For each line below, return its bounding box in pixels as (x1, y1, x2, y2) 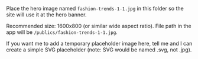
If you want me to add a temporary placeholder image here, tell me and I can (6, 40, 193, 47)
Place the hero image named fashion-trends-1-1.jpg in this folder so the (6, 5, 184, 12)
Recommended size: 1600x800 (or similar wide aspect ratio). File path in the (6, 23, 191, 29)
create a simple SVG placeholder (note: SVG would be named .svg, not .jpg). (6, 46, 192, 53)
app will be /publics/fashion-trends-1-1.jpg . (6, 29, 118, 36)
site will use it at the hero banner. (6, 11, 87, 18)
